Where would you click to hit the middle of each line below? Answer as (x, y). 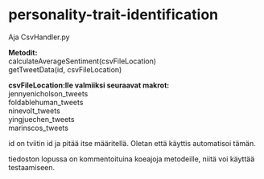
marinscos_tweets (38, 128)
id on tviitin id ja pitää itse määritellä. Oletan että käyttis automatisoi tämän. (132, 143)
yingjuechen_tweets (41, 119)
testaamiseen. (32, 167)
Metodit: (23, 52)
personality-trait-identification (113, 15)
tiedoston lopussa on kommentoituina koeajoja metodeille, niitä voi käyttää (132, 159)
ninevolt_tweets (34, 111)
